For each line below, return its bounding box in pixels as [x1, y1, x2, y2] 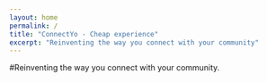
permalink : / [9, 21, 58, 30]
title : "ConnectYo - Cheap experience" [9, 29, 159, 38]
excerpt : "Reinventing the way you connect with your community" [9, 37, 259, 47]
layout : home [9, 12, 58, 22]
